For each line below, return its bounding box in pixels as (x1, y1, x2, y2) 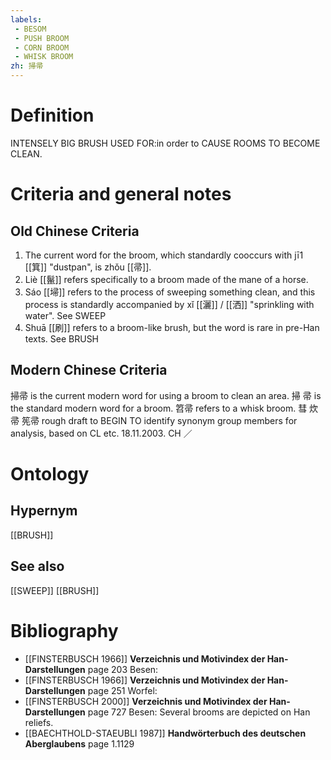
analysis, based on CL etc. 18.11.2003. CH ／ (10, 427, 193, 439)
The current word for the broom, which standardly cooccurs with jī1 (24, 249, 304, 261)
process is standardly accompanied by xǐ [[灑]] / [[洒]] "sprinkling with (24, 298, 315, 310)
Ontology (10, 462, 90, 485)
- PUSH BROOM (14, 33, 70, 43)
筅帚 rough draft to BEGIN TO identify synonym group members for (21, 414, 298, 426)
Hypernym (10, 502, 78, 520)
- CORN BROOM (14, 42, 70, 53)
